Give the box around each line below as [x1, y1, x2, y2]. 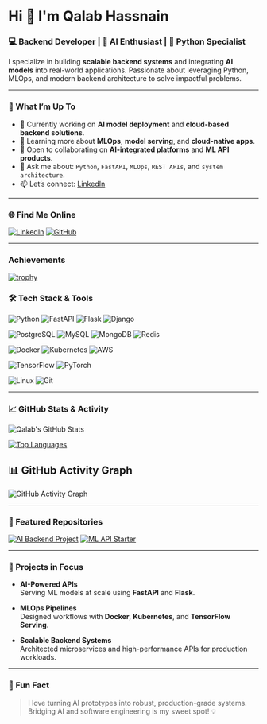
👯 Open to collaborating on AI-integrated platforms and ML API [19, 145, 230, 154]
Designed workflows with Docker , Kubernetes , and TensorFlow [19, 612, 231, 621]
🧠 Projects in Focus [8, 562, 83, 572]
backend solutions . [19, 127, 85, 137]
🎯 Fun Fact [8, 679, 50, 691]
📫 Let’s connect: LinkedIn [19, 179, 106, 188]
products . [19, 153, 53, 162]
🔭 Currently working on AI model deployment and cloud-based [19, 119, 230, 129]
